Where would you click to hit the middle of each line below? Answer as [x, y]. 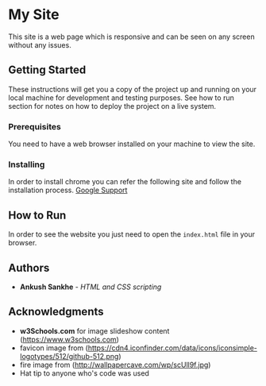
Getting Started [47, 70]
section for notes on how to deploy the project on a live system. [112, 106]
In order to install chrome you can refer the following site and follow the [125, 182]
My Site [34, 15]
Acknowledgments [56, 312]
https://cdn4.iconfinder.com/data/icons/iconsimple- [173, 348]
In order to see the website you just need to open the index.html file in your [132, 234]
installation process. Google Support [68, 190]
